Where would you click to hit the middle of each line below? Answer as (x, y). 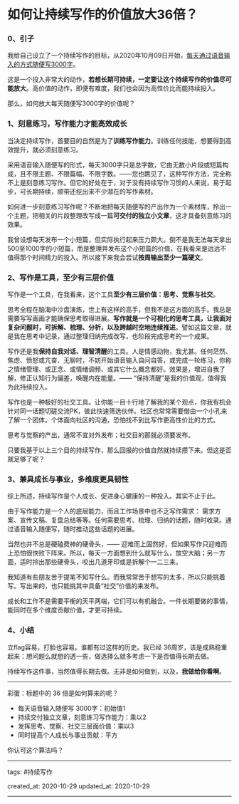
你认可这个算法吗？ (36, 750)
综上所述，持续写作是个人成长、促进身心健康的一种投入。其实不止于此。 (113, 496)
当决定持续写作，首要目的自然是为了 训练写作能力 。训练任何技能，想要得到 (116, 140)
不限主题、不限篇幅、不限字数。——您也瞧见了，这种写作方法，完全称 (129, 173)
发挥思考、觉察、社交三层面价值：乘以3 (76, 726)
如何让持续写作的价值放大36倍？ (103, 15)
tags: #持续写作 (30, 772)
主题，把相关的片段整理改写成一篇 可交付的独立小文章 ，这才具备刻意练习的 (122, 215)
